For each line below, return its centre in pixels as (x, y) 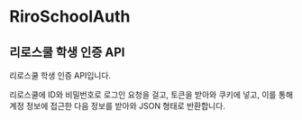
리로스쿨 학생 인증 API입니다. (60, 75)
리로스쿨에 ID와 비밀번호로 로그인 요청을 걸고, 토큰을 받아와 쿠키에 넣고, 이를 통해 (151, 95)
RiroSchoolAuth (70, 17)
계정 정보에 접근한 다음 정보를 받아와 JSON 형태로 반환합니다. (117, 106)
